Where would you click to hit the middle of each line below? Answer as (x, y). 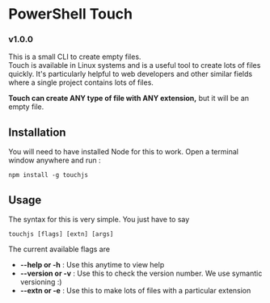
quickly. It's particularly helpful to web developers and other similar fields (131, 74)
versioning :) (41, 282)
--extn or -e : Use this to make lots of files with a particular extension (135, 291)
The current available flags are (59, 249)
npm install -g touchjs (49, 175)
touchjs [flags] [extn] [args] (61, 234)
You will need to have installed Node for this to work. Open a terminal (123, 152)
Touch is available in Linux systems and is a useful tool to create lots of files (135, 65)
